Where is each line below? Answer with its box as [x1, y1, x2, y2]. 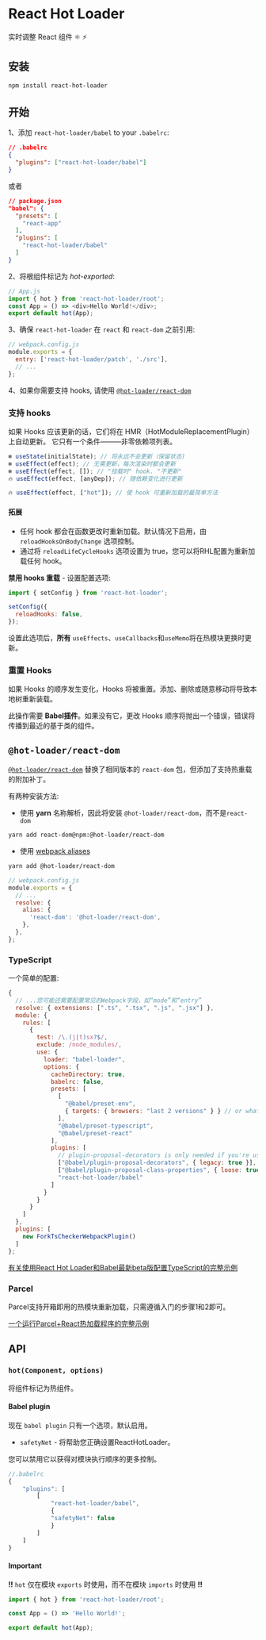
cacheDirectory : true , [50, 1070, 126, 1078]
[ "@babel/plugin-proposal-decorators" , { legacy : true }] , [58, 1159, 257, 1167]
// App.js [8, 287, 41, 295]
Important [8, 1561, 42, 1570]
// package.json [8, 197, 62, 205]
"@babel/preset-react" [58, 1129, 133, 1137]
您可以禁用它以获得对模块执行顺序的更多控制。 [8, 1454, 161, 1464]
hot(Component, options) [8, 1366, 104, 1375]
